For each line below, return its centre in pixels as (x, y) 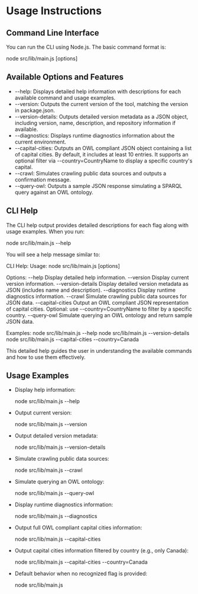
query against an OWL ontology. (54, 192)
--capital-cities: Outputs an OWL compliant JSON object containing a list (103, 148)
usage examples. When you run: (45, 231)
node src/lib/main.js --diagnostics (56, 516)
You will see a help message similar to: (53, 254)
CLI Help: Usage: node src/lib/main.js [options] (63, 266)
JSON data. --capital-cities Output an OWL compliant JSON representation (98, 302)
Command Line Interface (53, 33)
